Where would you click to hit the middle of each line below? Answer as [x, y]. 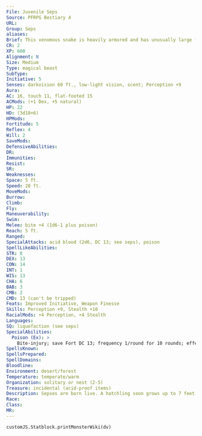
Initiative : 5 [24, 79]
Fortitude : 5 [23, 124]
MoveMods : [19, 191]
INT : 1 [14, 270]
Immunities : [21, 158]
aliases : [17, 34]
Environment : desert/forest [41, 371]
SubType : [17, 74]
